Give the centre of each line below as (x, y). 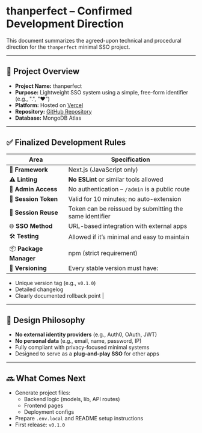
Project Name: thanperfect (48, 86)
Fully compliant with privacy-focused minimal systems (82, 348)
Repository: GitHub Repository (53, 111)
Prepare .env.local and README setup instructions (79, 419)
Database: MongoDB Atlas (48, 118)
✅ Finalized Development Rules (66, 143)
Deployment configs (49, 412)
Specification (130, 159)
